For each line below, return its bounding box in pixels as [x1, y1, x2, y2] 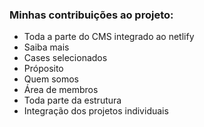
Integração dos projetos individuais [23, 105, 169, 117]
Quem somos [23, 73, 79, 85]
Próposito [23, 63, 64, 75]
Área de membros [23, 84, 99, 96]
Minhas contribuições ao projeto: [9, 8, 174, 22]
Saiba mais [23, 41, 70, 53]
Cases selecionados [23, 52, 108, 64]
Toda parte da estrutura [23, 94, 122, 107]
